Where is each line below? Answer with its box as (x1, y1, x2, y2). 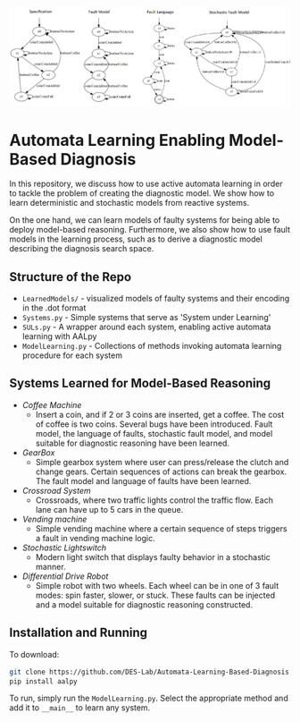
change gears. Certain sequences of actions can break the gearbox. (35, 466, 287, 477)
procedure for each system (21, 350, 123, 361)
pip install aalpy (9, 676, 78, 686)
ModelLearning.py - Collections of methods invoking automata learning (21, 341, 282, 352)
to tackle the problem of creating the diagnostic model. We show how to (9, 188, 275, 199)
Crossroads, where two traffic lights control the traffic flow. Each (35, 495, 274, 505)
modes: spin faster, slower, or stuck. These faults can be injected (35, 590, 275, 600)
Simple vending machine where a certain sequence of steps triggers (35, 522, 287, 534)
